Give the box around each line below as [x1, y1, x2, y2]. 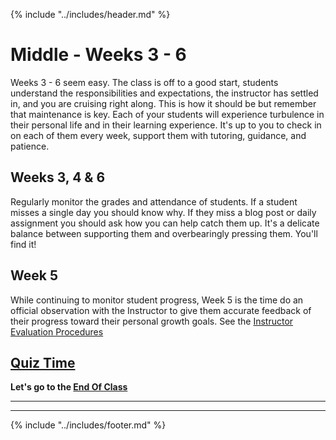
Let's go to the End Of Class [10, 381, 128, 393]
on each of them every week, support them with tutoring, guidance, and [10, 129, 307, 141]
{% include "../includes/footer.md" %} [10, 419, 167, 431]
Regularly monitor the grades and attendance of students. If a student [10, 195, 298, 208]
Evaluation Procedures [10, 325, 104, 338]
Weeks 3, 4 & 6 [10, 169, 106, 186]
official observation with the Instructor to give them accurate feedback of [10, 304, 312, 316]
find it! [10, 238, 37, 250]
